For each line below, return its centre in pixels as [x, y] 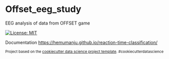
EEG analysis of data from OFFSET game [48, 23]
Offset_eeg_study [43, 9]
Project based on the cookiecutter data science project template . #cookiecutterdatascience [84, 51]
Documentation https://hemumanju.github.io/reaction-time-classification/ [81, 42]
